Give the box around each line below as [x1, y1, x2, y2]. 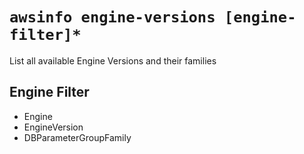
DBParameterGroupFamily [23, 131, 132, 143]
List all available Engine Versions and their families [9, 54, 217, 67]
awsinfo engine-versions [9, 8, 216, 27]
